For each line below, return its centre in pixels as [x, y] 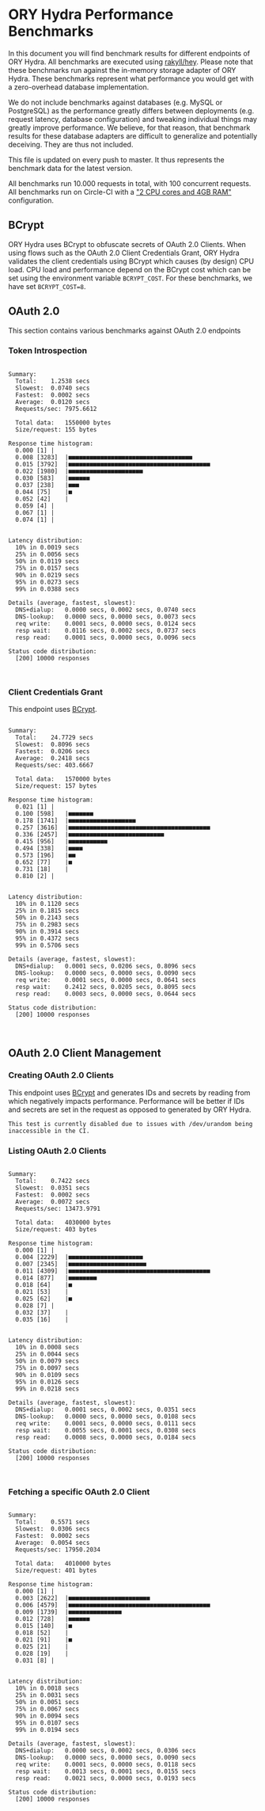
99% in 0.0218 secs [47, 1389]
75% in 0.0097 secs [47, 1368]
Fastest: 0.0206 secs [53, 751]
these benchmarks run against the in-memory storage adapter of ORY [122, 70]
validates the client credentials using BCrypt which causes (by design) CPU [131, 261]
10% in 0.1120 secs [47, 904]
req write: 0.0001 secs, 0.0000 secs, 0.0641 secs [106, 980]
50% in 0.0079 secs [47, 1361]
